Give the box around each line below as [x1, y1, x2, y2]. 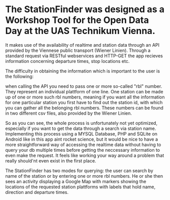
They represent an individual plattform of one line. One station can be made [5, 88, 163, 94]
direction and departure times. [5, 189, 69, 195]
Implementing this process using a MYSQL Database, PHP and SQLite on [5, 130, 158, 137]
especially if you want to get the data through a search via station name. [5, 125, 156, 131]
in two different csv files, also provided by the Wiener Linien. [5, 110, 132, 116]
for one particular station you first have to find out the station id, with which [5, 99, 163, 105]
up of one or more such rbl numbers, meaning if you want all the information [5, 94, 165, 100]
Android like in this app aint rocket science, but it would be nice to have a [5, 136, 158, 142]
